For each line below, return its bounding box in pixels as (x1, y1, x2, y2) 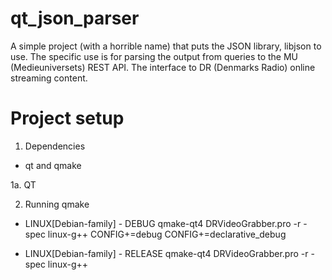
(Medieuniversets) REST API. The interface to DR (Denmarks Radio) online (10, 61, 316, 73)
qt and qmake (24, 159, 82, 171)
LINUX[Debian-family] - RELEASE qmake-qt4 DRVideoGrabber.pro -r (24, 247, 309, 259)
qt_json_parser (10, 7, 140, 30)
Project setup (10, 107, 125, 130)
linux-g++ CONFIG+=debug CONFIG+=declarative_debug (47, 228, 287, 240)
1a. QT (10, 178, 37, 191)
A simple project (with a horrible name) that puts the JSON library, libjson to (10, 40, 322, 52)
